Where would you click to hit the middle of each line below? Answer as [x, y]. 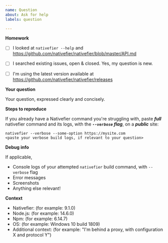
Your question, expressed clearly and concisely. [55, 99]
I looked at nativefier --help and [48, 48]
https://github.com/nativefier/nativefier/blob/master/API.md [74, 54]
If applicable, [19, 157]
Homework [17, 38]
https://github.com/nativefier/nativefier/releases [62, 79]
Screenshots [26, 183]
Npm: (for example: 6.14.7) [40, 219]
